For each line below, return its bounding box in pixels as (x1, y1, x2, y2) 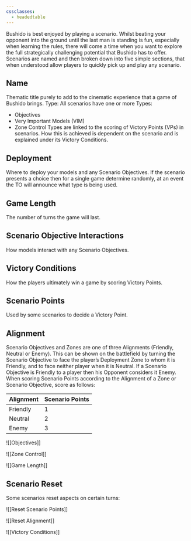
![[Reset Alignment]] (6, 517, 55, 524)
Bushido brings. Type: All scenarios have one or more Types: (6, 100, 153, 107)
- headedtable (11, 14, 46, 20)
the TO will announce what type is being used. (6, 181, 118, 188)
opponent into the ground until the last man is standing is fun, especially (6, 36, 180, 43)
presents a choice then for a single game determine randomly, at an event (6, 175, 184, 182)
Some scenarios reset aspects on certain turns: (6, 495, 120, 501)
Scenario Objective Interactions (6, 231, 124, 241)
